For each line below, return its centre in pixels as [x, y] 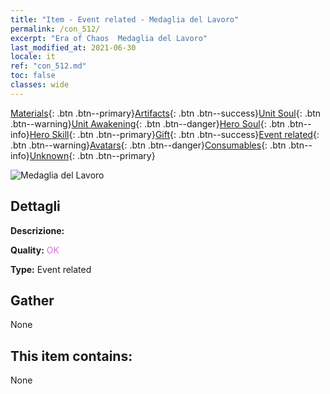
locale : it [33, 57]
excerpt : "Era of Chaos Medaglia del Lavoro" [109, 38]
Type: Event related [51, 269]
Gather [32, 300]
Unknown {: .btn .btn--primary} [92, 155]
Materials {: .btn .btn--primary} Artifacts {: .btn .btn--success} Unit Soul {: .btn [166, 113]
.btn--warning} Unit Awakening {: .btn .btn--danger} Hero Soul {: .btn [148, 123]
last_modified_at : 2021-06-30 [73, 47]
